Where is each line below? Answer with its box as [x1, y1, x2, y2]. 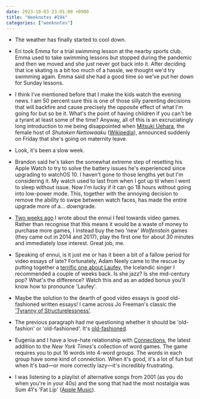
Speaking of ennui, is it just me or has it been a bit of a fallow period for [14, 251, 190, 258]
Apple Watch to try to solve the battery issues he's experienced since [14, 165, 186, 172]
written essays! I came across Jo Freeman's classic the [40, 301, 177, 308]
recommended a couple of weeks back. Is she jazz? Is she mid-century [14, 270, 190, 277]
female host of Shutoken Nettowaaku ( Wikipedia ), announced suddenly [14, 129, 190, 136]
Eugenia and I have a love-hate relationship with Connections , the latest [14, 336, 191, 344]
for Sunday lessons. [14, 79, 64, 86]
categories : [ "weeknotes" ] [6, 20, 73, 26]
